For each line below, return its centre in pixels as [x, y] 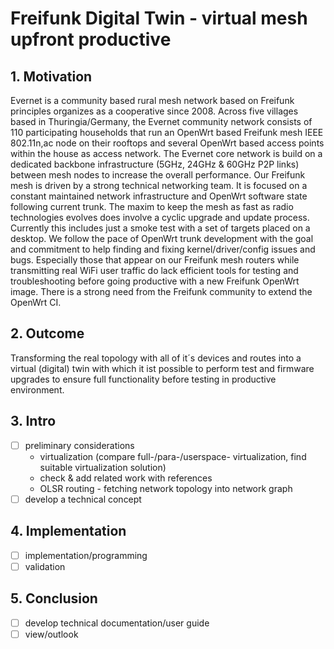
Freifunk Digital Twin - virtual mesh [159, 18]
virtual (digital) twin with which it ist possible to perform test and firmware [162, 368]
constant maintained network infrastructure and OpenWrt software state [159, 196]
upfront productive [91, 39]
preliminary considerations [79, 445]
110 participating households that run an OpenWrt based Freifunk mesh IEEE [167, 132]
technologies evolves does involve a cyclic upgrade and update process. [160, 217]
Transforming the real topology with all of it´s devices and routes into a [156, 358]
